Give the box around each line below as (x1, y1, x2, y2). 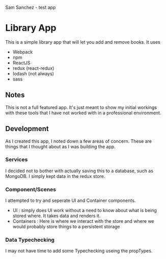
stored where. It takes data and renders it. (12, 213, 101, 219)
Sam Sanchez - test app (5, 5, 56, 10)
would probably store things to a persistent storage (12, 224, 121, 230)
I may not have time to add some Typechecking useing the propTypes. (5, 248, 153, 254)
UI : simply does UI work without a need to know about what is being (12, 208, 157, 214)
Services (5, 156, 28, 163)
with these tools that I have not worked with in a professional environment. (5, 110, 161, 116)
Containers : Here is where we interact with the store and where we (12, 218, 154, 224)
